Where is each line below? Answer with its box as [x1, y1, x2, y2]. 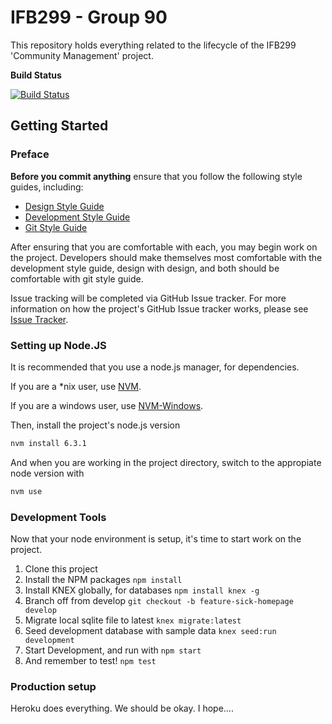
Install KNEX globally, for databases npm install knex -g [24, 584, 260, 596]
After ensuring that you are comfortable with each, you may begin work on [10, 241, 318, 253]
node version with [10, 467, 85, 479]
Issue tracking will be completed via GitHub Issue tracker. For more [10, 292, 287, 304]
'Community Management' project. [10, 49, 154, 61]
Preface [10, 147, 50, 161]
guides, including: [10, 181, 84, 193]
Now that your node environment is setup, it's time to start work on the [10, 532, 302, 545]
